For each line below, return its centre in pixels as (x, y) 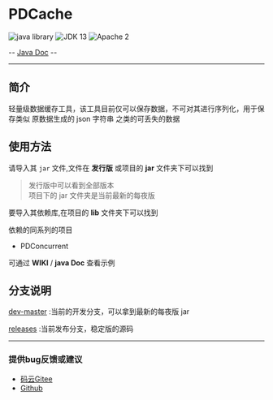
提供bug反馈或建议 (45, 359)
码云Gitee (36, 379)
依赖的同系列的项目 (41, 230)
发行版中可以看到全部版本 (71, 185)
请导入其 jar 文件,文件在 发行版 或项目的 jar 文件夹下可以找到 (111, 168)
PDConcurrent (44, 246)
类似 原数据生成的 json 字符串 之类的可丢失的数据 (97, 118)
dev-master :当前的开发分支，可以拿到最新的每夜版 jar (99, 312)
